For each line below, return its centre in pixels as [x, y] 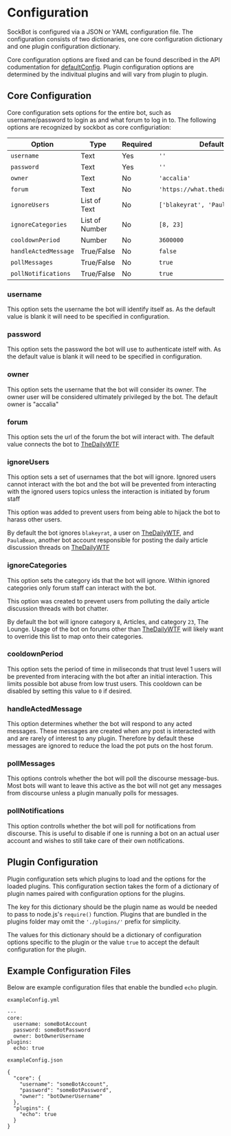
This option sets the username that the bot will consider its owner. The [107, 389]
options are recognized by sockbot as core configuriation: [89, 127]
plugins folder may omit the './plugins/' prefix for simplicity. [94, 921]
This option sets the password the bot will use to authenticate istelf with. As [114, 350]
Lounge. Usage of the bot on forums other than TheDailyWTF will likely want [115, 629]
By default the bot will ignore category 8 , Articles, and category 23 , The [108, 621]
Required [137, 144]
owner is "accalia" [33, 404]
